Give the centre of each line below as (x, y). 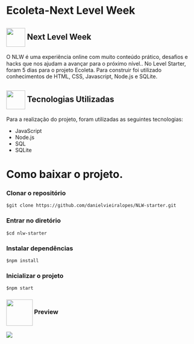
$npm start (20, 288)
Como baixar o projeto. (65, 174)
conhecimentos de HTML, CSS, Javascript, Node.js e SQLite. (82, 76)
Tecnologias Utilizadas (70, 100)
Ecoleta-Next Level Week (71, 11)
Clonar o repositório (36, 193)
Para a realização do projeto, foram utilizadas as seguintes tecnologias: (95, 119)
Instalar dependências (40, 248)
